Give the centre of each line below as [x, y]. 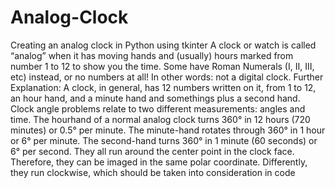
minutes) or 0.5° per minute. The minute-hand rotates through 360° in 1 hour [168, 130]
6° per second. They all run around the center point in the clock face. [152, 151]
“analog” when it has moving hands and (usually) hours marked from [152, 55]
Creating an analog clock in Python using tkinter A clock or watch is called [163, 45]
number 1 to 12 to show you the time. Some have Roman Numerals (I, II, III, [162, 66]
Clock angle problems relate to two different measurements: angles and [158, 108]
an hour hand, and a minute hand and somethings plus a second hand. [155, 98]
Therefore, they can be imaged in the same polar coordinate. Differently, [159, 162]
